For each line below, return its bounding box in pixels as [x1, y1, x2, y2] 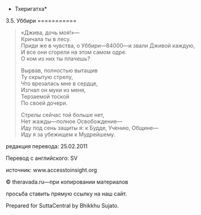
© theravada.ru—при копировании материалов [6, 178, 129, 186]
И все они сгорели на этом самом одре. [20, 48, 127, 56]
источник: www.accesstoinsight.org [6, 167, 97, 173]
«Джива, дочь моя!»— [20, 29, 80, 36]
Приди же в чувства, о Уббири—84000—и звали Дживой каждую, [20, 42, 195, 49]
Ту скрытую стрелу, [20, 74, 74, 80]
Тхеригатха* [14, 6, 47, 12]
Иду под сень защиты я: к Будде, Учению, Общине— [20, 124, 159, 131]
